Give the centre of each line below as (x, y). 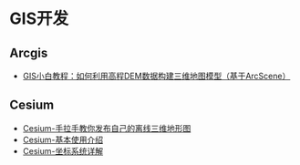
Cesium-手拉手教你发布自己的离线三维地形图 (107, 128)
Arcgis (29, 52)
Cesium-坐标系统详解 (62, 150)
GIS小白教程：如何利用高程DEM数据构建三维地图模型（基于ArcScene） (156, 76)
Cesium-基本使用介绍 (62, 139)
